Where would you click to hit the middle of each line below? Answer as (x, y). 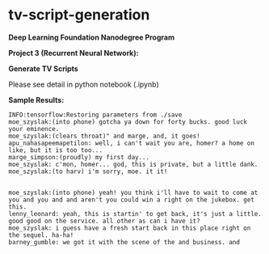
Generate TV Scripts (43, 68)
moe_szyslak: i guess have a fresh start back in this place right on (130, 228)
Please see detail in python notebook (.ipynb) (84, 84)
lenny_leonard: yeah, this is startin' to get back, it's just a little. (135, 214)
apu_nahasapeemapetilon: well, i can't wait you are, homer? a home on (131, 143)
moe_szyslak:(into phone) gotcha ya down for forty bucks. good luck (128, 122)
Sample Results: (36, 99)
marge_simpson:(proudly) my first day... (79, 157)
